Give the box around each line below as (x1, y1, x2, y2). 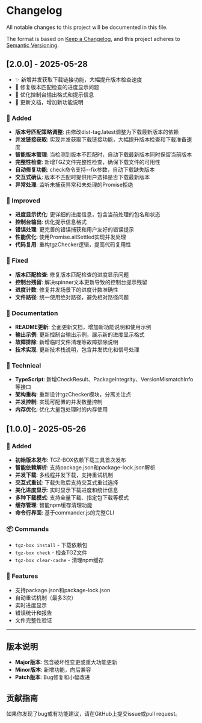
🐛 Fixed (6, 257, 28, 265)
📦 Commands (6, 525, 49, 533)
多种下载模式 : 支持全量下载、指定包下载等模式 (14, 493, 129, 501)
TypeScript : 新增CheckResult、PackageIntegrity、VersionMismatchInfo (14, 376, 194, 383)
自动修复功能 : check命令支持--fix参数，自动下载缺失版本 (14, 166, 155, 174)
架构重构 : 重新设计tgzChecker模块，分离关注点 (14, 391, 131, 398)
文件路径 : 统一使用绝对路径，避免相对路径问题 (14, 293, 129, 301)
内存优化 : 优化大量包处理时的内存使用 (14, 406, 108, 413)
